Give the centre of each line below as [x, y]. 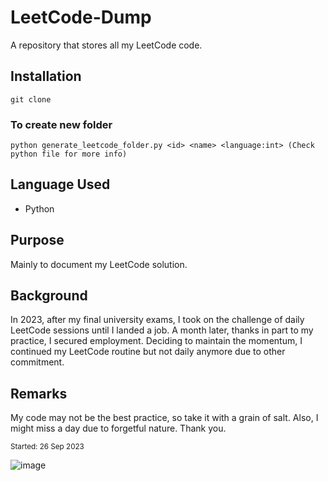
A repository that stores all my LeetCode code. [106, 45]
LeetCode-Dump [81, 17]
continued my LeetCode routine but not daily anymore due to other [148, 352]
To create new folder [61, 124]
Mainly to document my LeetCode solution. [99, 264]
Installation [46, 76]
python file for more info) [69, 154]
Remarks [39, 393]
